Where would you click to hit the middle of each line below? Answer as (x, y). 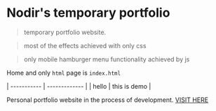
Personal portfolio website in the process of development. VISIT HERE (107, 100)
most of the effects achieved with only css (85, 45)
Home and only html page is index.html (63, 73)
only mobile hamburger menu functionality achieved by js (107, 59)
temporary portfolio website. (65, 32)
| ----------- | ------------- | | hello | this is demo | (79, 86)
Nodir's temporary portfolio (88, 13)
